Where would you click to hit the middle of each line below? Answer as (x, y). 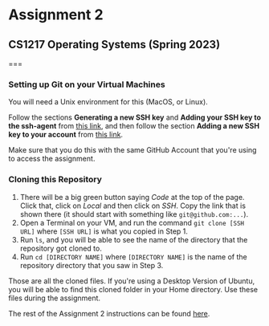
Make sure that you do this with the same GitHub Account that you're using (132, 150)
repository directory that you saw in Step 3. (92, 265)
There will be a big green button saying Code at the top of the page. (132, 197)
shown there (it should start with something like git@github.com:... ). (134, 214)
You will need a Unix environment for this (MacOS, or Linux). (108, 102)
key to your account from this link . (65, 135)
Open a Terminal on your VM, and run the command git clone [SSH (132, 222)
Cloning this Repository (55, 180)
